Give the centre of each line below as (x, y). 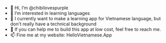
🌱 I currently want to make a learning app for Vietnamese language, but (86, 18)
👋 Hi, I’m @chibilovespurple (39, 8)
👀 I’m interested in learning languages (50, 13)
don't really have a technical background (53, 24)
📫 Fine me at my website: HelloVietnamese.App (61, 35)
